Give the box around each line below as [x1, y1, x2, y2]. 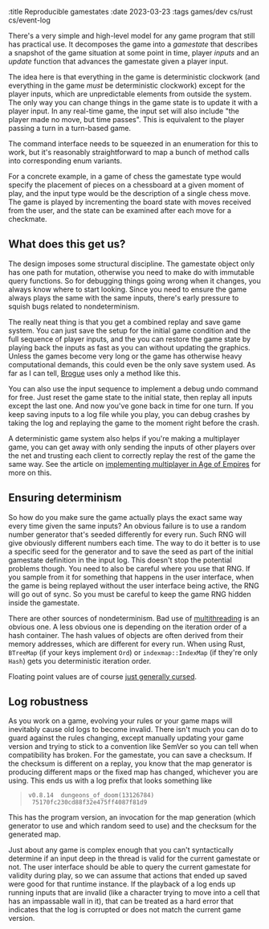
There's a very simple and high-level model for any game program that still [8, 31, 255, 40]
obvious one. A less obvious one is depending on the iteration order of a [8, 622, 247, 632]
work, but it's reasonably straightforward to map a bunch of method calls [8, 148, 250, 157]
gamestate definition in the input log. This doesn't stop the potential [8, 555, 233, 565]
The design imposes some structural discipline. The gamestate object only [8, 259, 255, 268]
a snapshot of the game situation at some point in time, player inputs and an [8, 48, 259, 57]
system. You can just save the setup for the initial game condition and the [8, 325, 251, 335]
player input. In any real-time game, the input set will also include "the [8, 106, 239, 116]
